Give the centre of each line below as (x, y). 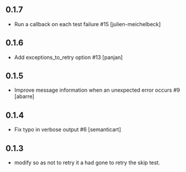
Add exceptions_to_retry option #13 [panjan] (68, 57)
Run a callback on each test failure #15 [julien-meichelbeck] (87, 24)
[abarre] (24, 96)
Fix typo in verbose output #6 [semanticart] (67, 130)
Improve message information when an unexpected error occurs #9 (97, 90)
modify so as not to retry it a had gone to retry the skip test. (87, 162)
